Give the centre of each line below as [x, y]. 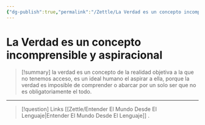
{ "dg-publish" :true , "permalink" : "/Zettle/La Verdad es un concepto [94, 12]
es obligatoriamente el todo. [56, 91]
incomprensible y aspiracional [85, 55]
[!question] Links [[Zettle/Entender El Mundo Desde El [89, 109]
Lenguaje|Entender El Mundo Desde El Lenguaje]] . [85, 115]
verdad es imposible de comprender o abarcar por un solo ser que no [109, 85]
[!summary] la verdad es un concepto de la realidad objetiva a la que [107, 72]
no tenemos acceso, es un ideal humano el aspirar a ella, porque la [105, 78]
